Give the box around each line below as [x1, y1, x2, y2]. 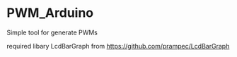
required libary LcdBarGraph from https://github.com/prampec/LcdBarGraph [6, 42, 230, 50]
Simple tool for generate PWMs [6, 28, 98, 37]
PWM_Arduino [6, 5, 94, 21]
